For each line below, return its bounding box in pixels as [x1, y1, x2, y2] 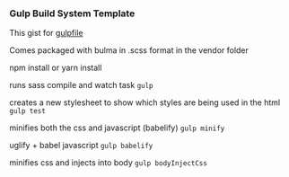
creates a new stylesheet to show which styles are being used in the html [9, 97, 281, 108]
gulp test [9, 107, 47, 116]
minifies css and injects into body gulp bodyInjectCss [9, 157, 208, 168]
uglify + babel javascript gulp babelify [9, 140, 153, 151]
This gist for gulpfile [9, 28, 83, 39]
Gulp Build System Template [9, 7, 136, 20]
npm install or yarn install [9, 62, 102, 74]
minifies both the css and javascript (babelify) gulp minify [9, 122, 225, 133]
